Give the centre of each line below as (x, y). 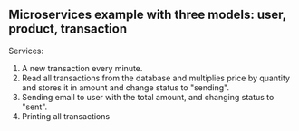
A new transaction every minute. (82, 68)
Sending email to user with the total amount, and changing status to (148, 97)
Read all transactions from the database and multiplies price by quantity (156, 78)
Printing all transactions (66, 116)
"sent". (34, 107)
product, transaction (68, 29)
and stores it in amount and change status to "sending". (125, 87)
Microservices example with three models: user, (147, 15)
